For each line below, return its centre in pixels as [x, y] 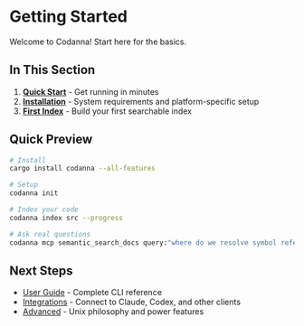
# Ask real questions [50, 234]
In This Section [52, 70]
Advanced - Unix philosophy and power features [113, 312]
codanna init [34, 193]
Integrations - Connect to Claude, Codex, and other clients [132, 302]
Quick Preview [51, 140]
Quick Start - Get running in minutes [90, 91]
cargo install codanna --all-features [82, 169]
